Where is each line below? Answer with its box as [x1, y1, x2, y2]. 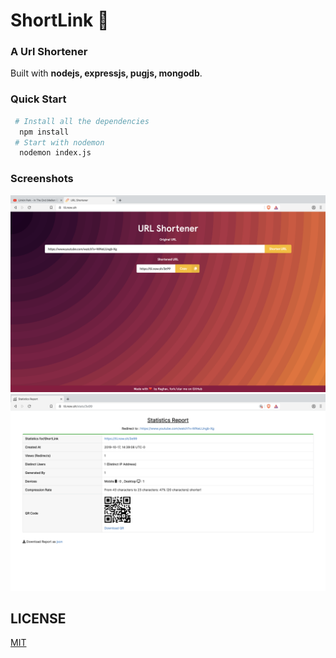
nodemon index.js [19, 148, 92, 158]
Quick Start [10, 92, 67, 106]
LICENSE [10, 610, 67, 627]
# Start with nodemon [14, 137, 105, 148]
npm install [19, 127, 70, 137]
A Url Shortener [10, 45, 88, 59]
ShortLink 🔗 [10, 9, 110, 32]
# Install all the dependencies [14, 116, 150, 126]
